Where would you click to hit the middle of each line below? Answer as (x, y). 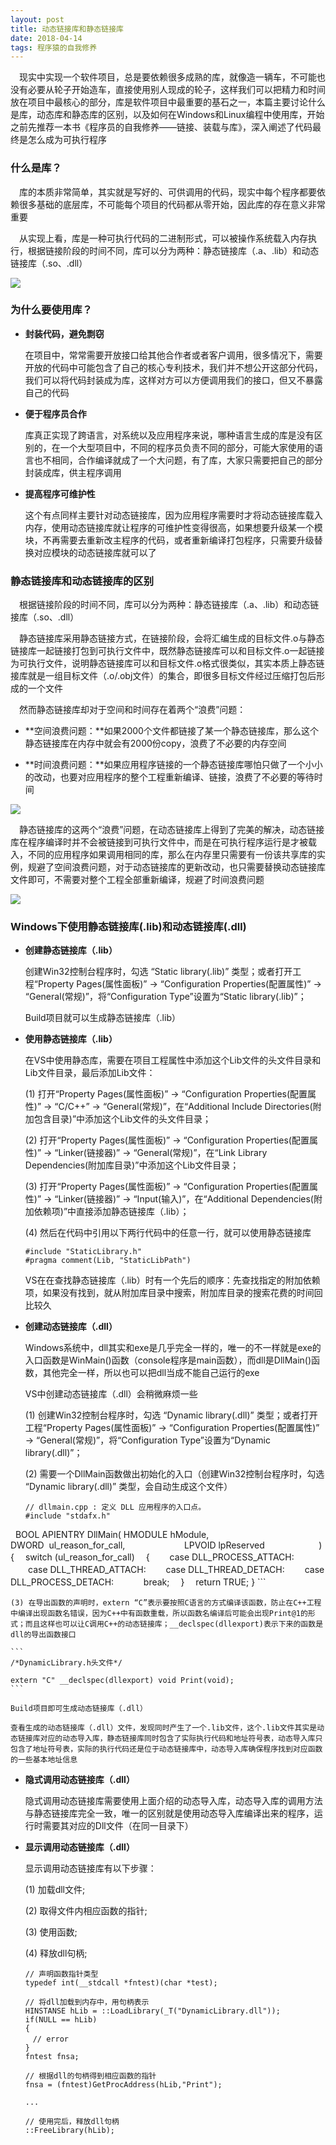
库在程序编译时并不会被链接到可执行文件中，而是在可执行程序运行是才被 (159, 842)
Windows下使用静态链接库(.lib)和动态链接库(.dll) (128, 927)
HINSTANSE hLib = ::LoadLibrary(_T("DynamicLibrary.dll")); (152, 2011)
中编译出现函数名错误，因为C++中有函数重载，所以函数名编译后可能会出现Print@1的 (159, 1614)
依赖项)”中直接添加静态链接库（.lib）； (111, 1212)
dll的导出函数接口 (43, 1635)
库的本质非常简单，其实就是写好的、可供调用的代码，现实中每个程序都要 (167, 192)
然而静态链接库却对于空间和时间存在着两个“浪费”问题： (132, 710)
